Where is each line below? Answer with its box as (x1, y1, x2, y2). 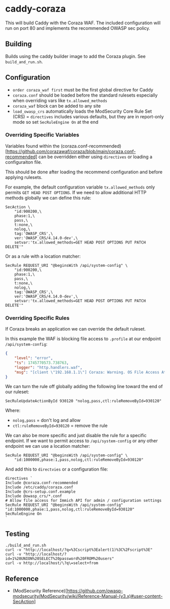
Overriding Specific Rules (5, 314, 70, 321)
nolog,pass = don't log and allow (12, 417, 81, 424)
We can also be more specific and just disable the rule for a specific (5, 433, 147, 439)
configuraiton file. (5, 159, 42, 165)
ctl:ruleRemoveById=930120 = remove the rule (12, 423, 108, 429)
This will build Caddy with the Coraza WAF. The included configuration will (5, 20, 161, 26)
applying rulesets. (5, 174, 43, 180)
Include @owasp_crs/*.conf (5, 494, 62, 499)
